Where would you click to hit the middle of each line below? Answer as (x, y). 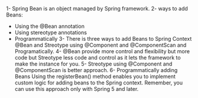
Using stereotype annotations (51, 32)
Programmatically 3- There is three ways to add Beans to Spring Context (103, 39)
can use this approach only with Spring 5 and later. (77, 89)
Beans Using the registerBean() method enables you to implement (95, 76)
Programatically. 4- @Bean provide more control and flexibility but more (102, 51)
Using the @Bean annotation (49, 26)
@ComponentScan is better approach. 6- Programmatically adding (96, 70)
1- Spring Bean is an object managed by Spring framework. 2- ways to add (97, 9)
